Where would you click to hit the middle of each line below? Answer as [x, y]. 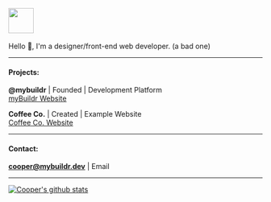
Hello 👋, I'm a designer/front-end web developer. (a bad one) [110, 46]
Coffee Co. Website [41, 123]
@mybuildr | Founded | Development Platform [85, 90]
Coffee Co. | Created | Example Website [75, 114]
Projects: [24, 72]
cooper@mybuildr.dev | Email [59, 167]
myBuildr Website [38, 99]
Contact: [23, 148]
